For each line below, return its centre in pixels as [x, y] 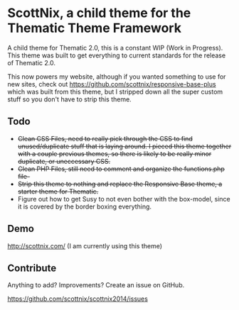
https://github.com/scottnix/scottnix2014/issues [78, 299]
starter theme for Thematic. [58, 191]
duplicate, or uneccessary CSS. [64, 161]
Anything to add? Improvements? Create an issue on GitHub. [96, 285]
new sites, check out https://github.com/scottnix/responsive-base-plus [112, 84]
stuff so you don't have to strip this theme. [69, 99]
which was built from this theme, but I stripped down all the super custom [115, 92]
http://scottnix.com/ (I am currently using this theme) [85, 245]
